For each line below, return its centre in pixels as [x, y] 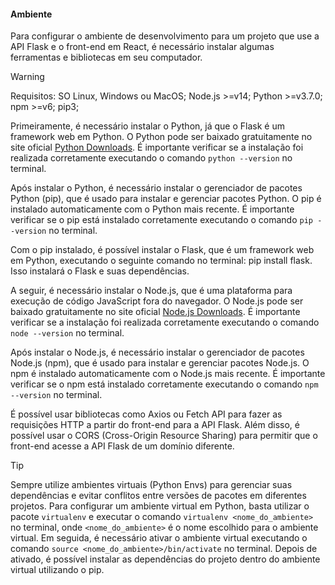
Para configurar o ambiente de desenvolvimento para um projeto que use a [165, 36]
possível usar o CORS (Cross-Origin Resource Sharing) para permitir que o [164, 436]
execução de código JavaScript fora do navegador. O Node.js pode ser [157, 301]
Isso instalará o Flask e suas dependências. [100, 271]
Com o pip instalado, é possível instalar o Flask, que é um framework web [162, 250]
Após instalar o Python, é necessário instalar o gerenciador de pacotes [156, 188]
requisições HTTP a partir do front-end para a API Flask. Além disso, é [155, 425]
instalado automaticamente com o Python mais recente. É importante [152, 209]
